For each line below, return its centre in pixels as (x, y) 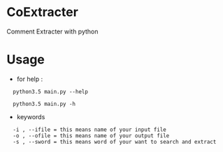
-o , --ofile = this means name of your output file (91, 136)
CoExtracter (42, 12)
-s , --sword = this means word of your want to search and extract (115, 142)
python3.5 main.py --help (51, 91)
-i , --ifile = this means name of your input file (90, 130)
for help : (30, 79)
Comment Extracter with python (52, 31)
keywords (31, 116)
